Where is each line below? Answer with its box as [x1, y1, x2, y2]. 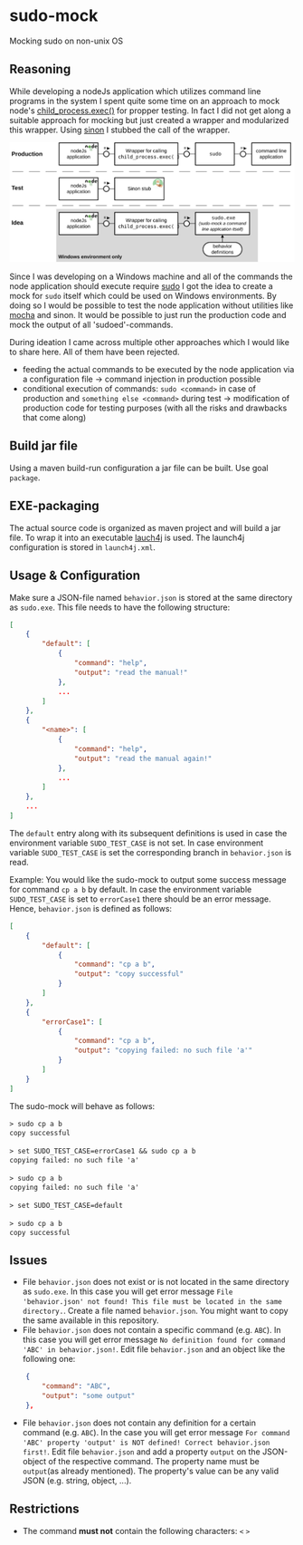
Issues [9, 1252, 48, 1269]
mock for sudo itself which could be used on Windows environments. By [9, 291, 278, 302]
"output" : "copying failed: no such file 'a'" [73, 1046, 253, 1056]
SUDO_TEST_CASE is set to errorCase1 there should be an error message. [9, 893, 271, 904]
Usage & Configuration [9, 568, 140, 584]
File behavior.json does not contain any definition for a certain [22, 1417, 256, 1428]
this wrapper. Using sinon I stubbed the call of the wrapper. [9, 124, 231, 135]
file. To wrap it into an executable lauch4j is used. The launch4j [9, 532, 245, 543]
